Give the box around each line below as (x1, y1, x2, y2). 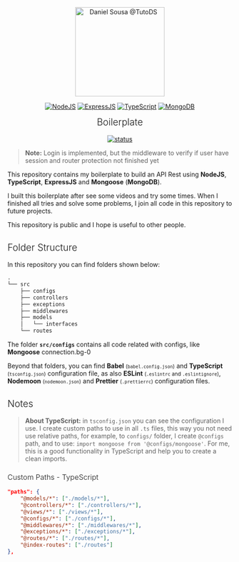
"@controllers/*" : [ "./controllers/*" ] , (20, 501, 142, 508)
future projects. (7, 207, 53, 216)
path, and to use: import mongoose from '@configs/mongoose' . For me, (24, 439, 230, 448)
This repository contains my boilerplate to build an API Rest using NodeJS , (7, 170, 227, 179)
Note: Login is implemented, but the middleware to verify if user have (24, 149, 230, 157)
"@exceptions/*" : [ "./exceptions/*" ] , (20, 528, 136, 536)
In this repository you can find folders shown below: (7, 261, 161, 269)
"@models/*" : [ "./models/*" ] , (20, 495, 111, 503)
